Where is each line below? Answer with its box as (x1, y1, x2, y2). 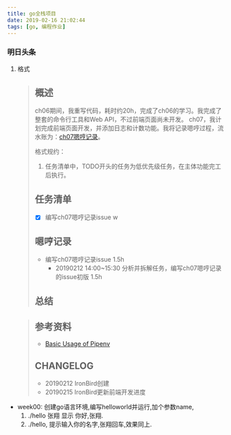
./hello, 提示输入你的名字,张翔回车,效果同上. (27, 420, 152, 429)
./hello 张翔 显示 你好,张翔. (27, 411, 104, 420)
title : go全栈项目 (7, 10, 57, 17)
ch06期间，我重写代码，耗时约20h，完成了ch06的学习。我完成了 (34, 106, 222, 115)
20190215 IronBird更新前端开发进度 (45, 388, 146, 397)
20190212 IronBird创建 (45, 379, 110, 388)
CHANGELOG (34, 360, 94, 372)
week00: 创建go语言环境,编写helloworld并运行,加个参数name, (17, 403, 194, 411)
